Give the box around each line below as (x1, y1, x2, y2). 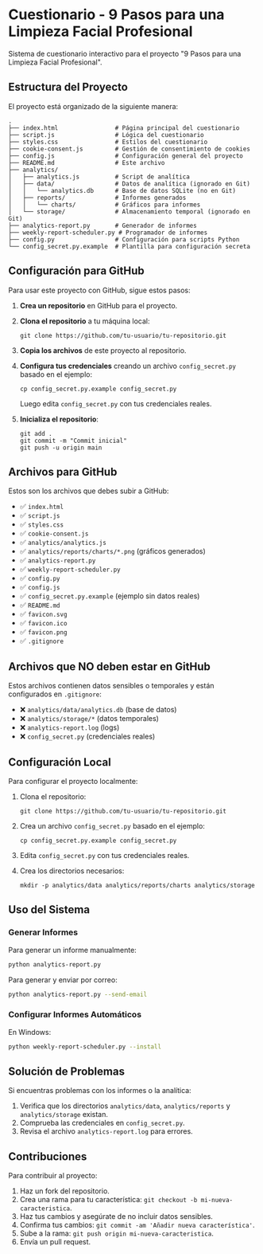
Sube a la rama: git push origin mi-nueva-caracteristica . (19, 1229, 215, 1238)
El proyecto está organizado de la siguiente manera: (8, 101, 179, 111)
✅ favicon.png (19, 627, 68, 637)
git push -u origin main (19, 444, 102, 452)
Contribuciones (8, 1150, 87, 1163)
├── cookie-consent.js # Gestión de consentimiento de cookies (8, 145, 250, 153)
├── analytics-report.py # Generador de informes (8, 221, 197, 229)
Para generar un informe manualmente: (8, 945, 137, 954)
